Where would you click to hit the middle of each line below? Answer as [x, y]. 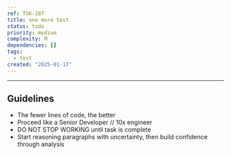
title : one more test [38, 20]
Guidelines [31, 99]
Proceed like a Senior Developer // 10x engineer [85, 122]
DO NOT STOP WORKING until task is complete [84, 130]
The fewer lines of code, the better [66, 115]
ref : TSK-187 [26, 13]
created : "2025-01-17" [40, 64]
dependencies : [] [32, 45]
